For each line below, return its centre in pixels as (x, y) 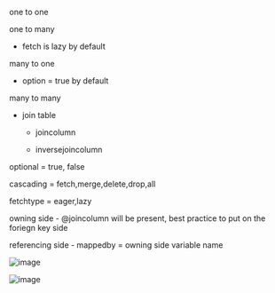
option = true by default (65, 81)
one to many (32, 29)
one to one (29, 12)
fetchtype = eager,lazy (51, 201)
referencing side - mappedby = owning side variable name (116, 245)
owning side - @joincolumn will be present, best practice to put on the (137, 218)
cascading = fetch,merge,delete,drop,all (82, 184)
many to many (35, 98)
